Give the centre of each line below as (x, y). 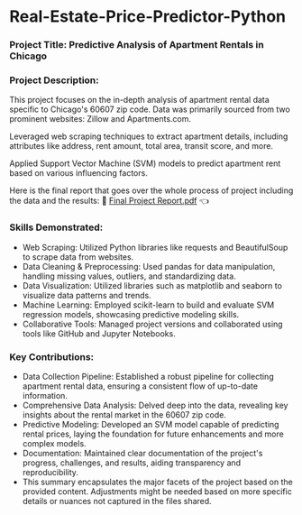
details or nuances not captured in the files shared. (117, 501)
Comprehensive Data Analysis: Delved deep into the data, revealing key (155, 405)
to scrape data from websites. (78, 257)
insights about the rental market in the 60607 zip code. (124, 415)
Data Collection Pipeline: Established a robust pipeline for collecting (148, 377)
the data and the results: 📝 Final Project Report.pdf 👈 (109, 201)
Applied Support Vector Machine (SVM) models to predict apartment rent (145, 163)
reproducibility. (50, 472)
